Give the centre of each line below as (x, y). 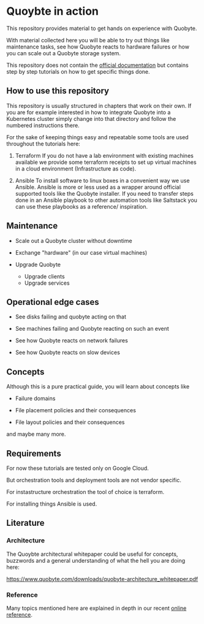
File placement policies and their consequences (76, 410)
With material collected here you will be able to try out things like (88, 40)
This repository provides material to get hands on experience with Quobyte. (102, 28)
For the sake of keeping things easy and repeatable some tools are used (97, 137)
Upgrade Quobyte (38, 264)
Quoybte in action (53, 11)
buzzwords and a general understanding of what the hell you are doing (96, 560)
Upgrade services (47, 283)
